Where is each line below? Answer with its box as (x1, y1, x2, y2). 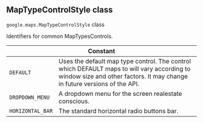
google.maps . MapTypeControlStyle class (6, 20, 105, 28)
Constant (88, 46, 115, 55)
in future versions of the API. (58, 80, 140, 88)
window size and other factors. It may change (58, 72, 188, 80)
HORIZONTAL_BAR (9, 107, 53, 114)
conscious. (58, 96, 90, 105)
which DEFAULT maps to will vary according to (58, 65, 191, 73)
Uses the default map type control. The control (58, 57, 192, 65)
